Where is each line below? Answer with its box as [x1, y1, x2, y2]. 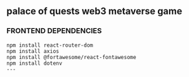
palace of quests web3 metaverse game [6, 5, 183, 17]
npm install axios [6, 47, 59, 54]
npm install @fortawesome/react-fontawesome [6, 54, 137, 60]
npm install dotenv [6, 60, 63, 67]
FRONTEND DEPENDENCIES [6, 26, 102, 36]
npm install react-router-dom [6, 41, 94, 49]
